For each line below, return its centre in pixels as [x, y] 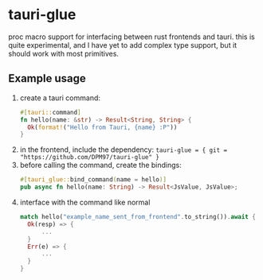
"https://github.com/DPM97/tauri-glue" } [89, 157]
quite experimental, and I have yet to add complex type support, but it [123, 45]
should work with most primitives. [64, 53]
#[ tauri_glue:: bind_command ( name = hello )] [93, 180]
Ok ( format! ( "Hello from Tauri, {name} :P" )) [102, 127]
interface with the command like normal [85, 202]
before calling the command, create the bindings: [100, 165]
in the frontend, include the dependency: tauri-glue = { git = [124, 150]
